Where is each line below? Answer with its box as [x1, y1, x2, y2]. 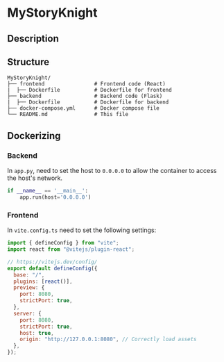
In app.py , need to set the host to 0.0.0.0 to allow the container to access [7, 167, 217, 175]
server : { [13, 310, 42, 317]
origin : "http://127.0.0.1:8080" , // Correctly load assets [19, 336, 197, 343]
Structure [7, 56, 50, 67]
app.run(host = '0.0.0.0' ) [19, 193, 92, 201]
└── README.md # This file [7, 111, 129, 118]
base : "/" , [13, 271, 45, 279]
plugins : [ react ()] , [13, 278, 73, 285]
